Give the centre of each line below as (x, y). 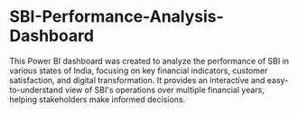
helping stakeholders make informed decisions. (98, 99)
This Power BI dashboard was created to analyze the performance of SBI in (149, 61)
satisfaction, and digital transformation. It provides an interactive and (137, 80)
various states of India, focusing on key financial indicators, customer (139, 71)
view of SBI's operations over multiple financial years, (164, 90)
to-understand (36, 90)
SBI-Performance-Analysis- (116, 17)
